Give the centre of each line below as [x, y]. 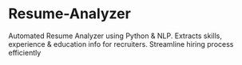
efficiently [25, 52]
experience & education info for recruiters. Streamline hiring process [121, 44]
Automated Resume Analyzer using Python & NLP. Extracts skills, [115, 36]
